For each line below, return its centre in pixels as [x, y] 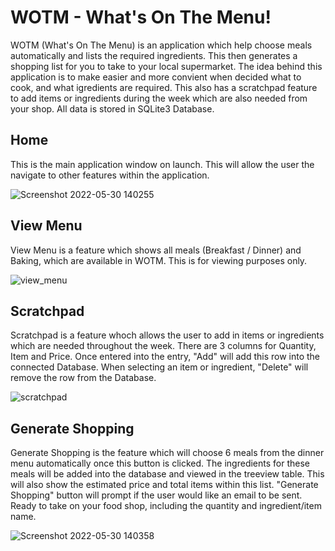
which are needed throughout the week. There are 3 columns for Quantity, [163, 346]
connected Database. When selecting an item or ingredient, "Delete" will [159, 367]
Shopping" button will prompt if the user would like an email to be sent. [156, 495]
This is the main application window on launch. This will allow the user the [162, 164]
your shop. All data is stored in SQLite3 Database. [112, 108]
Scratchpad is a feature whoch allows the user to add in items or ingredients [167, 335]
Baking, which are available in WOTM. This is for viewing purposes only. [159, 260]
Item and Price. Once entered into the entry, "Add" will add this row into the [165, 357]
